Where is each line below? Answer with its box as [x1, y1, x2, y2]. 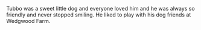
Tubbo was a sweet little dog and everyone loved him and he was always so [6, 5, 195, 12]
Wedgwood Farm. [6, 18, 51, 24]
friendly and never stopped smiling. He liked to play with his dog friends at [6, 11, 191, 18]
